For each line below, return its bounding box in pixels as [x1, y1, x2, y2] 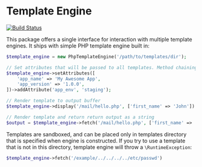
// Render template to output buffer [6, 98, 101, 104]
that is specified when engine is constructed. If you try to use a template [6, 137, 186, 144]
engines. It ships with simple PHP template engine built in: [6, 42, 150, 49]
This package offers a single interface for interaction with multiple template [6, 35, 192, 43]
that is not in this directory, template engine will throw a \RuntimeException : [6, 143, 192, 151]
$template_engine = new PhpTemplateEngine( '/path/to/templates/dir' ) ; [6, 53, 187, 59]
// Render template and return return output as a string [6, 114, 155, 120]
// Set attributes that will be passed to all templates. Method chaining [6, 64, 198, 70]
